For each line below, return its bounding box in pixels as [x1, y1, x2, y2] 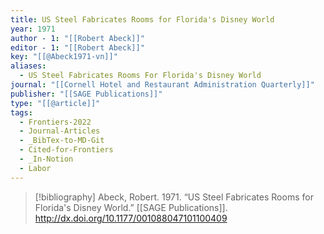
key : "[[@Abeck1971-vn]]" [10, 52, 118, 62]
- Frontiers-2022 [19, 117, 92, 127]
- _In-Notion [19, 154, 74, 164]
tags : [10, 107, 33, 118]
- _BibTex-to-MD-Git [19, 136, 105, 146]
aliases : [10, 61, 47, 71]
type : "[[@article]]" [10, 98, 101, 108]
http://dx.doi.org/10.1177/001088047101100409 [34, 212, 228, 224]
